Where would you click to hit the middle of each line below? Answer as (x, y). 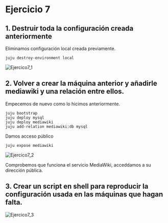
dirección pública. (24, 170)
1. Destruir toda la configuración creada (69, 28)
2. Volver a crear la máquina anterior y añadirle (81, 84)
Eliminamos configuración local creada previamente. (61, 49)
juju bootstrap (21, 113)
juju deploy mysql (25, 118)
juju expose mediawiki (29, 145)
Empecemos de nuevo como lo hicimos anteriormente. (63, 104)
